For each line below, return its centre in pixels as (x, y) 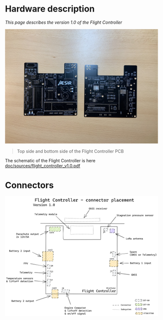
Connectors (30, 185)
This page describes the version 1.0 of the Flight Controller (64, 22)
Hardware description (50, 9)
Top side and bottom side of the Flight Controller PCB (70, 151)
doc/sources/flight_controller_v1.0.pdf (43, 166)
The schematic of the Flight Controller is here (50, 160)
